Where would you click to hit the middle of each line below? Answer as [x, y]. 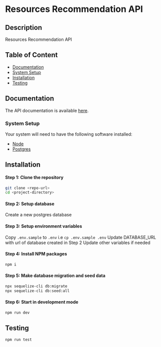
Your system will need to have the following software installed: [69, 134]
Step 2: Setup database [30, 204]
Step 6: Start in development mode [42, 302]
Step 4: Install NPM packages [36, 254]
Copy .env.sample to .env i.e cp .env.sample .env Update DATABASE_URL [81, 237]
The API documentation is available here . [47, 110]
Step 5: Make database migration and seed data [55, 276]
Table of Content [31, 55]
